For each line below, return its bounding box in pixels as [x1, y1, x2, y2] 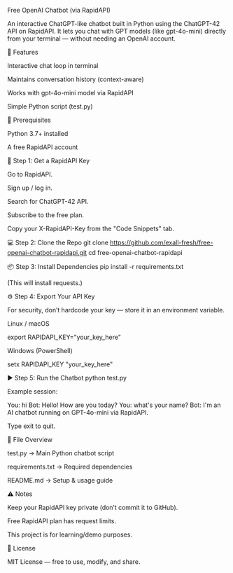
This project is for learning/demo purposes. [7, 530, 133, 539]
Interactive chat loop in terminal [7, 62, 99, 69]
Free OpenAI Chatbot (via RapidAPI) [7, 6, 111, 14]
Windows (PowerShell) [7, 347, 73, 354]
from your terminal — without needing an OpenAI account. [7, 34, 176, 43]
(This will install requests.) [7, 279, 83, 286]
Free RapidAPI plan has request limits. [7, 517, 117, 525]
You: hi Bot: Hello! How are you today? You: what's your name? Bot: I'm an [7, 401, 221, 409]
